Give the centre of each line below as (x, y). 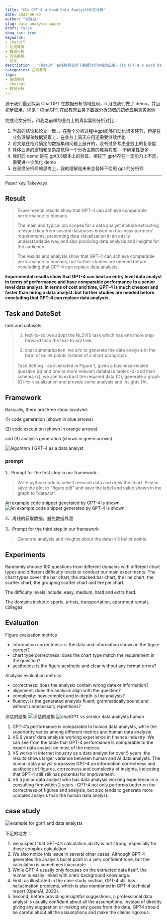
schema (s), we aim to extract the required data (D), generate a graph (88, 376)
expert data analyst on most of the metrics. (56, 747)
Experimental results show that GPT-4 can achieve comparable (82, 210)
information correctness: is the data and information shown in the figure (86, 644)
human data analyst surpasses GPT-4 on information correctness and (84, 763)
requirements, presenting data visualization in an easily (74, 236)
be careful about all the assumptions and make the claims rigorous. (81, 912)
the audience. (31, 247)
